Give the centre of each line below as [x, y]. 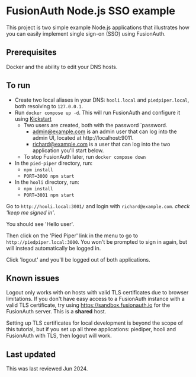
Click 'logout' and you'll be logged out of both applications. [78, 259]
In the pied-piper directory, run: [54, 163]
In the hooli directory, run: [47, 182]
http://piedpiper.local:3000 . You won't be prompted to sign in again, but [97, 241]
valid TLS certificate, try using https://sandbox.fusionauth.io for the [88, 305]
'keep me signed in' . [31, 212]
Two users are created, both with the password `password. [95, 125]
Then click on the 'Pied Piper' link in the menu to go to [72, 235]
